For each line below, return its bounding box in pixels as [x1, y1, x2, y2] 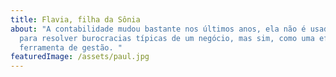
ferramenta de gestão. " [19, 42, 123, 53]
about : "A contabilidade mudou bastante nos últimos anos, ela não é [10, 24, 307, 34]
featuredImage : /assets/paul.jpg [10, 52, 150, 62]
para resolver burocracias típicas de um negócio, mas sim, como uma [19, 33, 315, 43]
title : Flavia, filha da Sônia [10, 14, 141, 25]
